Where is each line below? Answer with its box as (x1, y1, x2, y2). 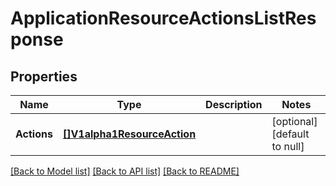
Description (205, 98, 263, 111)
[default (271, 127, 310, 141)
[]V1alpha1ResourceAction (62, 127, 197, 141)
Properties (10, 68, 78, 85)
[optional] (271, 115, 318, 128)
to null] (271, 140, 305, 153)
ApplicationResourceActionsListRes (10, 7, 317, 30)
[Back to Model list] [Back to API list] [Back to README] (10, 165, 240, 177)
